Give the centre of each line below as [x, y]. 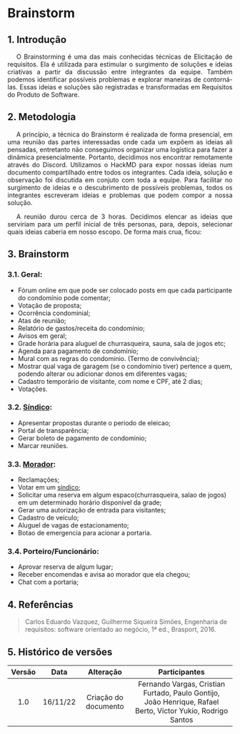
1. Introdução [37, 40]
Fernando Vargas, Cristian [182, 684]
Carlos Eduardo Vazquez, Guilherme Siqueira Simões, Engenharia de [126, 622]
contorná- [218, 79]
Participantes [181, 672]
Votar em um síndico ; [49, 487]
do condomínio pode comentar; [64, 297]
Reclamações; [39, 480]
